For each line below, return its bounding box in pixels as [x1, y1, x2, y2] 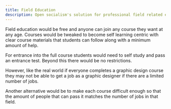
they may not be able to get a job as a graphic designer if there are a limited [5, 72, 164, 79]
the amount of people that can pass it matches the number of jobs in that [5, 93, 159, 99]
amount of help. [5, 42, 39, 48]
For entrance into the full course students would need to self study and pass [5, 52, 165, 58]
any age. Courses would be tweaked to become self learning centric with [5, 31, 159, 38]
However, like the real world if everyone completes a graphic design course [5, 67, 164, 74]
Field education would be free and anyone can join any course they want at [5, 26, 163, 32]
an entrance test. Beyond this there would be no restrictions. [5, 57, 132, 63]
